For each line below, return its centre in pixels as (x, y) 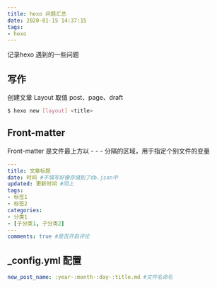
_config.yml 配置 (45, 260)
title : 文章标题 (29, 171)
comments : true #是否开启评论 (48, 237)
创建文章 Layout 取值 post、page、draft (65, 98)
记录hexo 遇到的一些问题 (43, 54)
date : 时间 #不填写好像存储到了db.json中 (63, 178)
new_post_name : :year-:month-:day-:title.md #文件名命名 (90, 277)
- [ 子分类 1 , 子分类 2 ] (36, 224)
